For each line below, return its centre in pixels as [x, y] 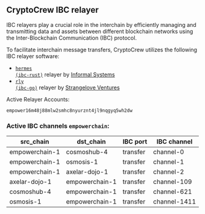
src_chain [35, 142]
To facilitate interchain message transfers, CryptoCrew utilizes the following [102, 50]
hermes [24, 68]
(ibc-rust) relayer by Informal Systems [65, 74]
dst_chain [91, 142]
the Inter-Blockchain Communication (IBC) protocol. [72, 38]
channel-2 [169, 172]
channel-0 [169, 152]
